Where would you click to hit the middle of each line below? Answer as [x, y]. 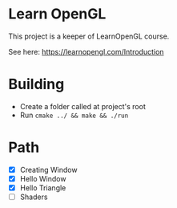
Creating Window [48, 169]
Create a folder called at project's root [82, 106]
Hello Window [43, 178]
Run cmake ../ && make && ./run [74, 115]
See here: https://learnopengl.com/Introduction [86, 51]
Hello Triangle [43, 188]
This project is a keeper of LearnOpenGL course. [89, 36]
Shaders [34, 197]
